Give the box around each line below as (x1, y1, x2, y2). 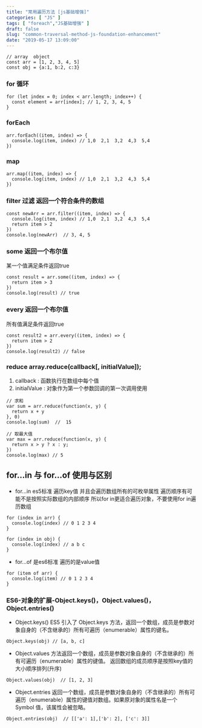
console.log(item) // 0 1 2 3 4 (11, 575, 94, 582)
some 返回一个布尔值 (6, 247, 68, 256)
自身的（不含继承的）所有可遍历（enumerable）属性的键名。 (20, 627, 172, 634)
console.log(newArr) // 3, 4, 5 (6, 232, 91, 238)
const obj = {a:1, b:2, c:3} (6, 64, 80, 70)
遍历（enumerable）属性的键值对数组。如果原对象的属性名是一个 (15, 696, 178, 704)
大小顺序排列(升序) (15, 665, 62, 672)
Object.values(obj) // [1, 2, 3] (6, 677, 94, 684)
